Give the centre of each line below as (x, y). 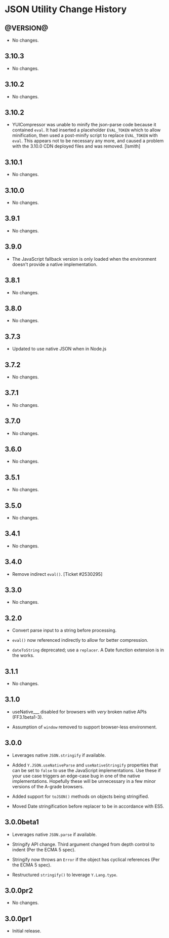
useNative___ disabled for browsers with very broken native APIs (79, 712)
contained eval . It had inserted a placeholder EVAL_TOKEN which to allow (86, 130)
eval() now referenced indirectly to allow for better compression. (80, 640)
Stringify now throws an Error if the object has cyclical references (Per (86, 859)
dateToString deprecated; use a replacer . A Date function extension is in (88, 650)
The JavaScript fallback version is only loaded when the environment (84, 259)
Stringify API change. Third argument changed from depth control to (83, 844)
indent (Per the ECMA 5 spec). (44, 849)
